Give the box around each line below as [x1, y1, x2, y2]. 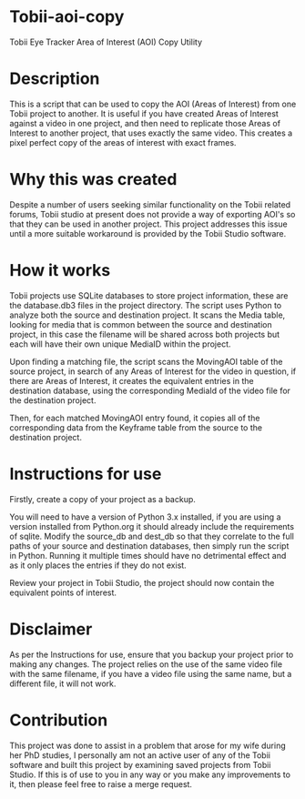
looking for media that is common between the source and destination [9, 319, 273, 329]
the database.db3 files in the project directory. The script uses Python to [9, 299, 282, 310]
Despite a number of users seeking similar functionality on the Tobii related [9, 198, 291, 210]
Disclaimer [9, 619, 93, 639]
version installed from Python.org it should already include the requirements [9, 521, 294, 531]
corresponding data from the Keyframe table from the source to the [9, 421, 262, 433]
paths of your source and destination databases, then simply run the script [9, 540, 290, 551]
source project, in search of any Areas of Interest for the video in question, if [9, 366, 297, 377]
